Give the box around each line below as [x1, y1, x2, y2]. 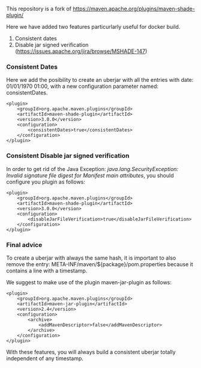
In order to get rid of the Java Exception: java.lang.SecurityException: [6, 165, 179, 172]
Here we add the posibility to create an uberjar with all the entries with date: [6, 76, 194, 84]
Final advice [6, 240, 43, 249]
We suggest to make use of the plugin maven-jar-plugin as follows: [6, 278, 172, 285]
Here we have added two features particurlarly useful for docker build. [6, 23, 181, 30]
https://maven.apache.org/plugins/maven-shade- [73, 5, 195, 12]
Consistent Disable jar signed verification [6, 152, 130, 160]
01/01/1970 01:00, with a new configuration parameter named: [6, 83, 159, 90]
